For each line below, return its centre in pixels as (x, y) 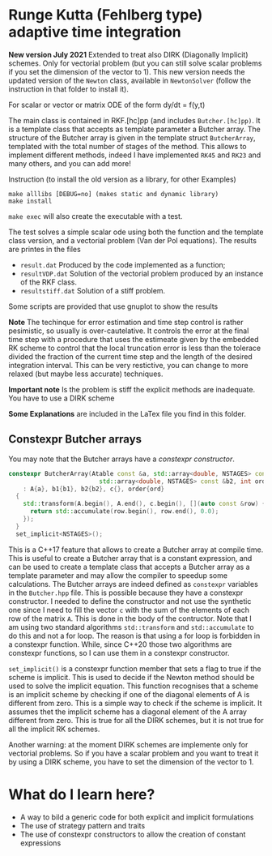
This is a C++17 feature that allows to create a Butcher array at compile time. (136, 550)
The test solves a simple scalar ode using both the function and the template (136, 232)
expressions (40, 843)
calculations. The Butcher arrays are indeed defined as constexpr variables (134, 584)
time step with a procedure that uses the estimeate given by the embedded (134, 339)
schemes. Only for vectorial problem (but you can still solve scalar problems (135, 63)
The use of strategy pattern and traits (83, 825)
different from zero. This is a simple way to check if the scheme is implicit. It (135, 703)
